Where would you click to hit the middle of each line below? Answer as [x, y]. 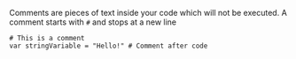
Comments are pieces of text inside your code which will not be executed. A [148, 13]
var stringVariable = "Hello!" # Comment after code [109, 46]
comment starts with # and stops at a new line [93, 22]
